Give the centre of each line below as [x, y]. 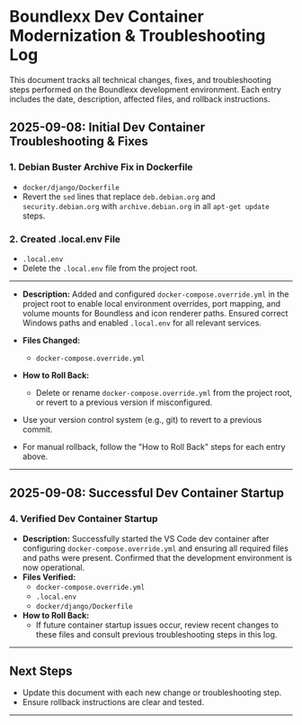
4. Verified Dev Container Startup [84, 519]
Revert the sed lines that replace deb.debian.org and [119, 197]
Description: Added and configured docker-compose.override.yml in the [155, 294]
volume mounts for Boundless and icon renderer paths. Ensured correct [155, 313]
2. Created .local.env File [65, 239]
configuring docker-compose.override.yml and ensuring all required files [155, 548]
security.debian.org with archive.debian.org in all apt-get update [146, 206]
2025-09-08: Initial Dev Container [107, 128]
